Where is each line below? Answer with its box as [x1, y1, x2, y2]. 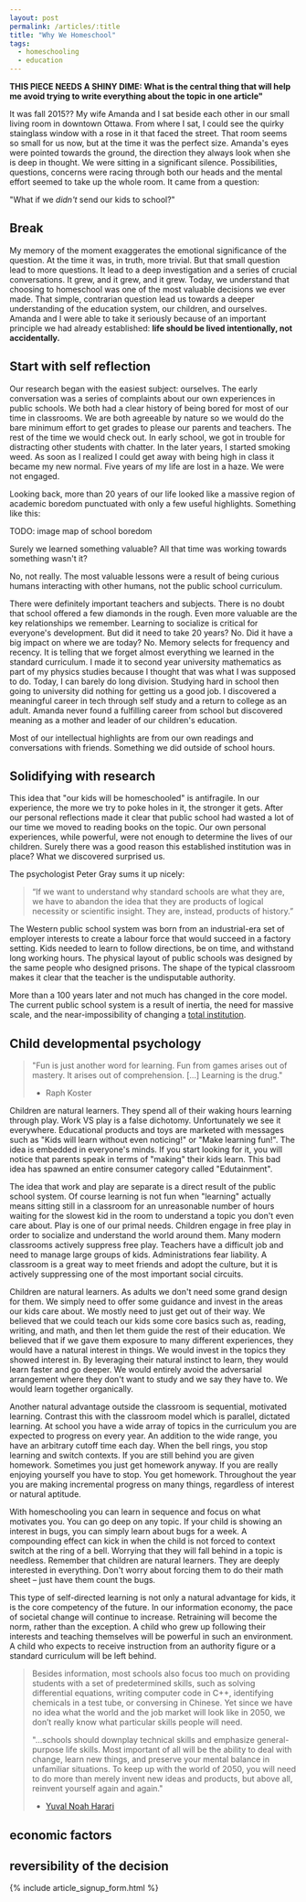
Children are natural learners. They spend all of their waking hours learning [9, 1106, 292, 1117]
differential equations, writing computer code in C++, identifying [31, 1688, 274, 1699]
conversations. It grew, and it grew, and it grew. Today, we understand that [9, 273, 290, 284]
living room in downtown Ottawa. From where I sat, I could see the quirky [9, 118, 285, 129]
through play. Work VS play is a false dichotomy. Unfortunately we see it [9, 1115, 281, 1126]
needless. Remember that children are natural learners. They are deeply [9, 1555, 280, 1566]
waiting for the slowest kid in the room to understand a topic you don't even [9, 1211, 294, 1222]
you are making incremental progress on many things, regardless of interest [9, 1479, 295, 1491]
